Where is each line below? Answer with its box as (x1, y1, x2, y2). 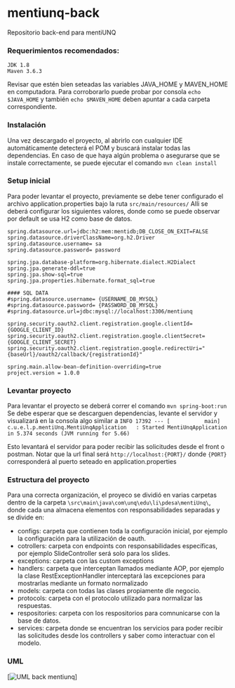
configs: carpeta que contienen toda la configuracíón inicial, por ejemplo (17, 527, 228, 536)
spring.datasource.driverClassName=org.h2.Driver (7, 234, 156, 241)
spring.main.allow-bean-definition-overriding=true (7, 363, 161, 370)
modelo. (17, 639, 42, 647)
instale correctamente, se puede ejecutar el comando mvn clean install (7, 158, 217, 167)
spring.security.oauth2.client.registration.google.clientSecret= (7, 332, 206, 339)
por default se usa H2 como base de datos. (7, 214, 133, 223)
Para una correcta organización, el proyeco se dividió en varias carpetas (7, 491, 217, 500)
